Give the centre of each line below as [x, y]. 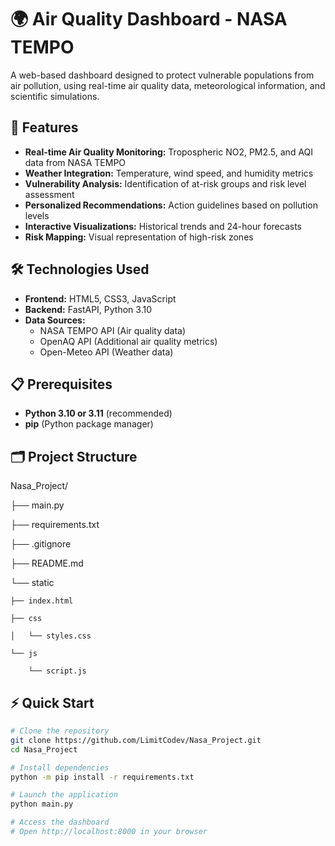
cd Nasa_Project [44, 749]
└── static [32, 583]
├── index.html [42, 601]
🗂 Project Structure [74, 456]
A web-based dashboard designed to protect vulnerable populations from [162, 75]
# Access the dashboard [60, 822]
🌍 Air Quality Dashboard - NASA [149, 19]
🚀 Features [44, 127]
